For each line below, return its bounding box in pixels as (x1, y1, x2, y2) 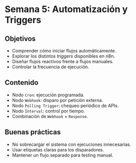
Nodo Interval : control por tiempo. (12, 107, 85, 114)
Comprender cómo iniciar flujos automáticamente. (12, 48, 116, 53)
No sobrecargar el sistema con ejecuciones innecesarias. (12, 141, 131, 147)
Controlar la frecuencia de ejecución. (12, 64, 89, 70)
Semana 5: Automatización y (5, 4, 128, 15)
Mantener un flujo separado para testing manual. (12, 152, 114, 158)
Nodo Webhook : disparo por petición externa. (12, 97, 103, 103)
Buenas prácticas (5, 128, 61, 137)
